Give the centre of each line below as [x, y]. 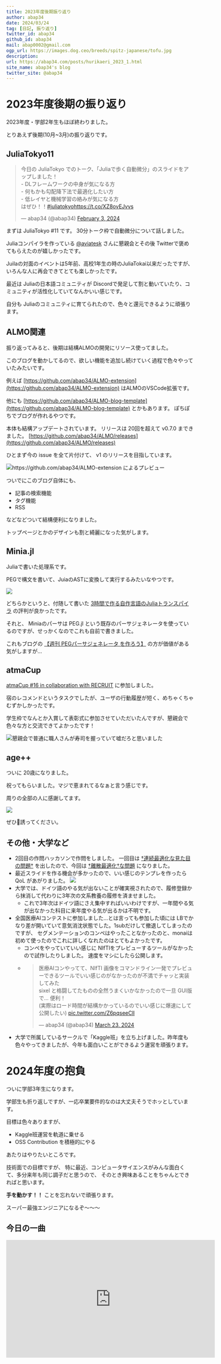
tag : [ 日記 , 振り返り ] [32, 28]
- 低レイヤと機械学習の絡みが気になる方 [70, 199]
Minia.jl [20, 552]
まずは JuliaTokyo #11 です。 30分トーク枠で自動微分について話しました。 [97, 231]
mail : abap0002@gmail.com [38, 45]
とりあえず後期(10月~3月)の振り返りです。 [58, 135]
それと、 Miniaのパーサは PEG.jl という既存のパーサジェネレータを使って [95, 623]
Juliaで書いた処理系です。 [38, 566]
